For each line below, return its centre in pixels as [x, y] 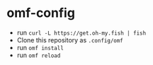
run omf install [40, 47]
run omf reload [39, 55]
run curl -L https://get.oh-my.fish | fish [81, 32]
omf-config [41, 13]
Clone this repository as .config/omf [70, 40]
